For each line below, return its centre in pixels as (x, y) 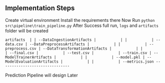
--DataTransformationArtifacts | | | (93, 48)
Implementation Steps (40, 8)
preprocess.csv (21, 48)
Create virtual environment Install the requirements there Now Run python (80, 20)
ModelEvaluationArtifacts (32, 62)
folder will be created (27, 31)
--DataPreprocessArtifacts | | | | (88, 44)
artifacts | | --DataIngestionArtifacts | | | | (80, 40)
